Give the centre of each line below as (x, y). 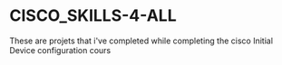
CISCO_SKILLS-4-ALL (93, 16)
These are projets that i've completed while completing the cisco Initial (141, 41)
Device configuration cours (60, 50)
